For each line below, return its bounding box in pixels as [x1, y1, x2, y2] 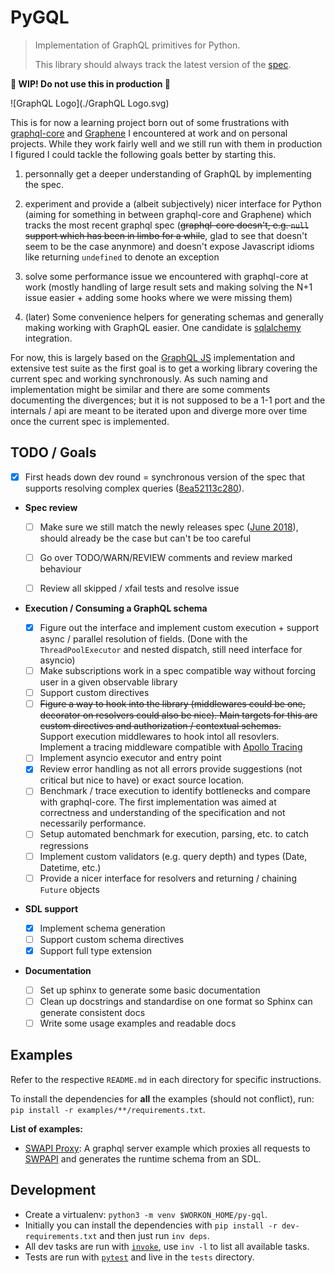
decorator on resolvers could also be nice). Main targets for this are [39, 709, 318, 721]
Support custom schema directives [39, 933, 185, 945]
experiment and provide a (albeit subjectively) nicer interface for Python [24, 197, 322, 210]
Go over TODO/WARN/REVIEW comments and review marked [39, 551, 293, 563]
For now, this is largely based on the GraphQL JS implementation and [10, 351, 296, 363]
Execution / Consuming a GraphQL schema [24, 602, 208, 614]
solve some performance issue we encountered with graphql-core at [24, 270, 309, 282]
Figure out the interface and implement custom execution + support [39, 622, 320, 633]
